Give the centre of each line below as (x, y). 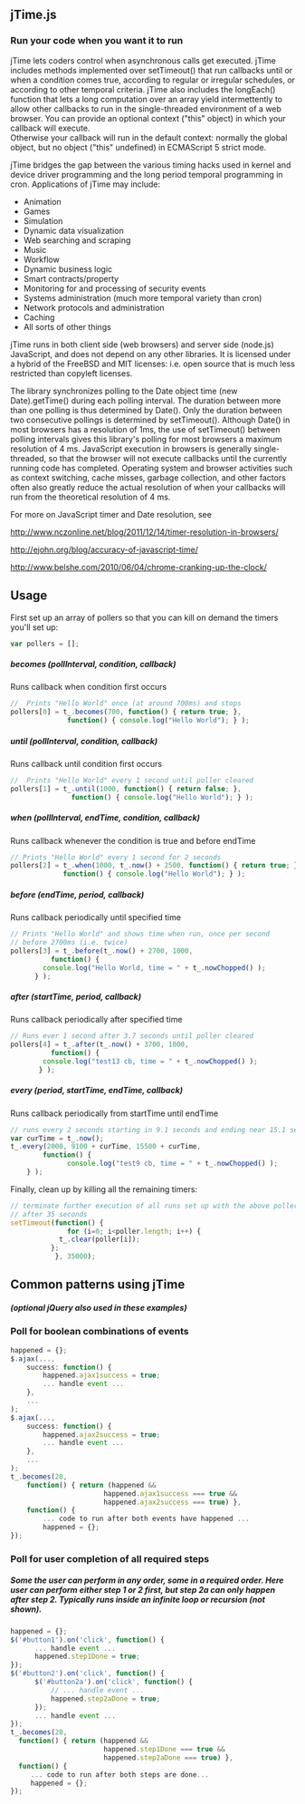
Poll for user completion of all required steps (110, 1558)
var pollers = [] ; (45, 644)
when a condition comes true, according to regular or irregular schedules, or (153, 80)
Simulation (43, 220)
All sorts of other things (67, 326)
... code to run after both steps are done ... (119, 1775)
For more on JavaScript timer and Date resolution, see (111, 514)
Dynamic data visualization (74, 230)
